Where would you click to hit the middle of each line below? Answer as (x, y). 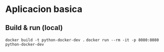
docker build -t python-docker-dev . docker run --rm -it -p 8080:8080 (82, 40)
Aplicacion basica (44, 9)
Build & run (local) (34, 28)
